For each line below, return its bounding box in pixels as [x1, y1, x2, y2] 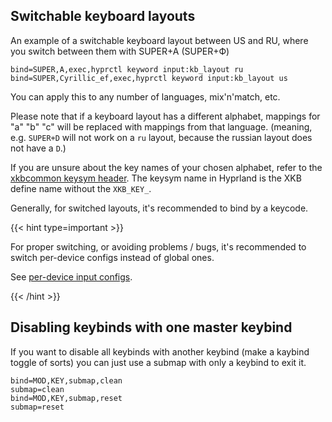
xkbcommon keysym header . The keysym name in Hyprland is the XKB [10, 172, 302, 184]
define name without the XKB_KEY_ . [10, 182, 152, 194]
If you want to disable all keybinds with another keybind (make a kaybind [10, 345, 310, 358]
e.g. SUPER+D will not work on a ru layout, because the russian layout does [10, 131, 313, 143]
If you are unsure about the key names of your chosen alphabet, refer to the [10, 161, 323, 173]
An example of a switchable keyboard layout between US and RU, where [10, 34, 309, 46]
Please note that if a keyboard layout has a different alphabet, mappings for [10, 110, 321, 122]
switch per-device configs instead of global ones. [10, 251, 215, 263]
